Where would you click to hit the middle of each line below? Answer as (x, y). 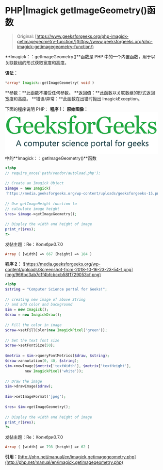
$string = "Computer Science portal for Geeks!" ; (56, 289)
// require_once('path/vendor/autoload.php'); (53, 173)
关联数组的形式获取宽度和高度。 (37, 63)
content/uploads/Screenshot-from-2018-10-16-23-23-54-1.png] (69, 269)
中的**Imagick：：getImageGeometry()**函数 (51, 158)
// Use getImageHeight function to (41, 204)
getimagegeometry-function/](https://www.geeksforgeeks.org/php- (85, 41)
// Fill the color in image (33, 325)
